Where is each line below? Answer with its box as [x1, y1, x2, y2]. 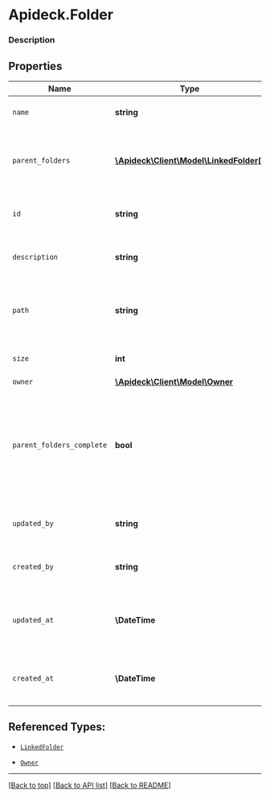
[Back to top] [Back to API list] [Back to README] [8, 780, 171, 790]
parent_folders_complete [12, 440, 108, 450]
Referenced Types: [8, 720, 106, 734]
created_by [12, 561, 54, 571]
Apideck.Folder [8, 6, 114, 24]
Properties [8, 59, 63, 73]
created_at [12, 673, 54, 683]
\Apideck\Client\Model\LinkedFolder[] [115, 154, 265, 166]
